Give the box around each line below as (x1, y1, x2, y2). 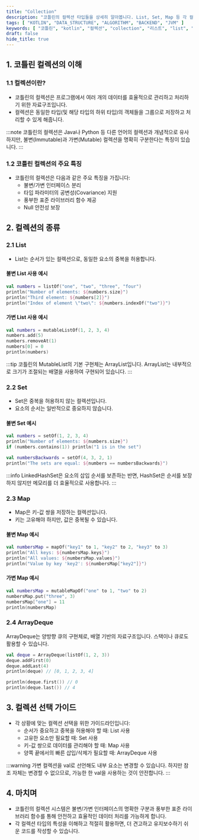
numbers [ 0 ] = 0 (6, 343, 44, 350)
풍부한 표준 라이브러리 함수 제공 (23, 196, 97, 203)
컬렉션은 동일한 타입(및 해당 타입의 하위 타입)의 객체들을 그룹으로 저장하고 (14, 108, 185, 116)
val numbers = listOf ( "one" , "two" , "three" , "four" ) (6, 283, 142, 289)
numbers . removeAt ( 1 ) (6, 338, 57, 344)
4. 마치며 (6, 788, 37, 798)
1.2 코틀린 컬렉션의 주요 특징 (6, 160, 82, 168)
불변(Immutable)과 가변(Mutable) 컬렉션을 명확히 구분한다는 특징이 (23, 136, 179, 143)
